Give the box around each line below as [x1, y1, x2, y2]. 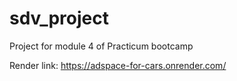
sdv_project [9, 7, 110, 30]
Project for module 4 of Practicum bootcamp [9, 40, 194, 52]
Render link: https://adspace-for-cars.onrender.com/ [9, 59, 227, 71]
